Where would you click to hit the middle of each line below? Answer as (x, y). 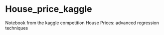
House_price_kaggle (49, 9)
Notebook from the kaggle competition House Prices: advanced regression (82, 23)
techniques (17, 28)
